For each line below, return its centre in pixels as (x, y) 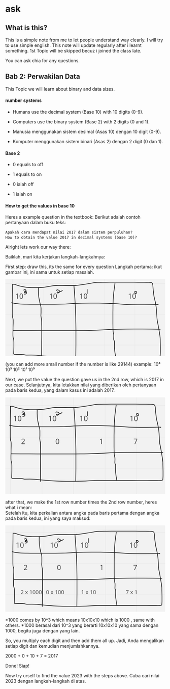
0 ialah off (23, 184)
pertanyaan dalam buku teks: (36, 223)
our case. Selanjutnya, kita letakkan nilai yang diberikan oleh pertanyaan (81, 385)
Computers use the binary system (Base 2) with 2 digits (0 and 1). (81, 122)
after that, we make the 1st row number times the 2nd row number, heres (81, 502)
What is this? (26, 28)
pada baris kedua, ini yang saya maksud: (48, 518)
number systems (24, 100)
